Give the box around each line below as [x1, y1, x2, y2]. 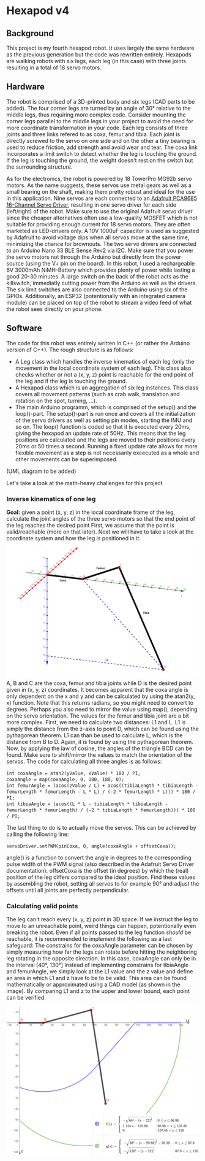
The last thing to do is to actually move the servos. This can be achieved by [6, 824, 197, 831]
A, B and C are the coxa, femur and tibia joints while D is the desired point [6, 679, 192, 687]
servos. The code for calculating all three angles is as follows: [6, 757, 162, 765]
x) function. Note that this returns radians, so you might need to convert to [6, 699, 194, 706]
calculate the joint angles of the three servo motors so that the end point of [6, 515, 196, 522]
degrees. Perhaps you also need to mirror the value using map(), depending [6, 705, 198, 713]
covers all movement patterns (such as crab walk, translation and [15, 390, 181, 397]
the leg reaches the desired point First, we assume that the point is [6, 521, 174, 529]
